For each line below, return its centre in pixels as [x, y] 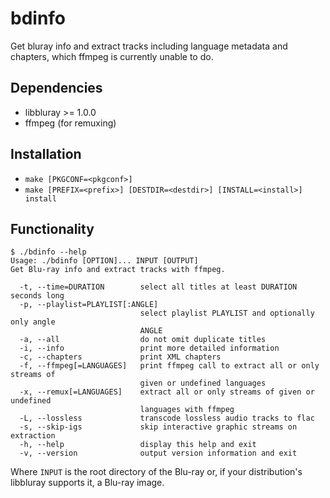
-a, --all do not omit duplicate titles [143, 340]
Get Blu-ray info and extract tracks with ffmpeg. [118, 270]
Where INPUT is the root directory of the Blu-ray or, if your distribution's [156, 472]
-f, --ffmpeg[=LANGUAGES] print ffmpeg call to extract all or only [169, 366]
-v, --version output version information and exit [158, 453]
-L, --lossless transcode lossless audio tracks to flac [167, 418]
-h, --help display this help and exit [138, 445]
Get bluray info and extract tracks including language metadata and [149, 46]
